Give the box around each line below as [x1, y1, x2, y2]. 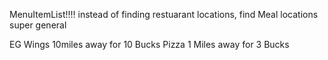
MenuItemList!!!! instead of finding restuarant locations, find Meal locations [9, 9, 319, 20]
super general [9, 19, 67, 31]
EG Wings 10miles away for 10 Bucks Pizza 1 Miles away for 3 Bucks [9, 39, 290, 50]
